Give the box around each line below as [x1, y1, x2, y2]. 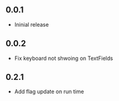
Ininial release [14, 21, 49, 28]
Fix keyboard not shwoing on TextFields [14, 54, 114, 62]
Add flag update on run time [14, 88, 85, 96]
